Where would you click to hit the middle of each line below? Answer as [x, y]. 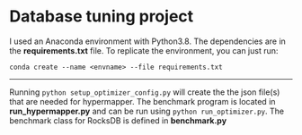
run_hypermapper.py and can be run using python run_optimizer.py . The [147, 111]
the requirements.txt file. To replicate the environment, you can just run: [144, 50]
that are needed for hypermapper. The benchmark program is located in [142, 101]
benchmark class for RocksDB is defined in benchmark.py [118, 120]
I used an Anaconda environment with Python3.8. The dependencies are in [147, 41]
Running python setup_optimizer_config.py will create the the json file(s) [145, 92]
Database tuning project [102, 17]
